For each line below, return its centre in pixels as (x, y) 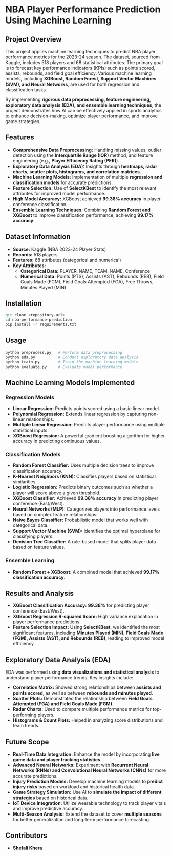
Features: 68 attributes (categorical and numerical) (67, 260)
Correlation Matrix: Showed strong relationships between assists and (87, 687)
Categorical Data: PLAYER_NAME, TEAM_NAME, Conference (85, 271)
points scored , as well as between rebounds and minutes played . (83, 693)
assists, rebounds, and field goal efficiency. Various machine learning (79, 73)
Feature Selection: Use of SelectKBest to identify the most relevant (84, 188)
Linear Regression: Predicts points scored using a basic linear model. (86, 409)
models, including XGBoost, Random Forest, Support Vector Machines (81, 79)
